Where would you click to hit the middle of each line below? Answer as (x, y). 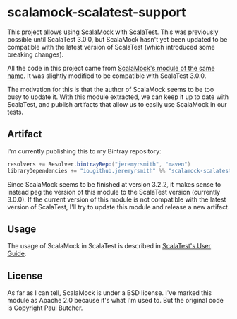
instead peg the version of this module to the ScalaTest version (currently (114, 192)
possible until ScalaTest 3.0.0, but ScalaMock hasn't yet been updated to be (117, 39)
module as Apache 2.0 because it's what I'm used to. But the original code (115, 301)
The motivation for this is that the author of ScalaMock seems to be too (111, 89)
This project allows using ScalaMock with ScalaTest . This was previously (113, 32)
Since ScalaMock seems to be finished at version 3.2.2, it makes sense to (114, 184)
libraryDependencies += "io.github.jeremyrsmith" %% (86, 170)
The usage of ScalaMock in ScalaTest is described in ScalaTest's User (109, 246)
